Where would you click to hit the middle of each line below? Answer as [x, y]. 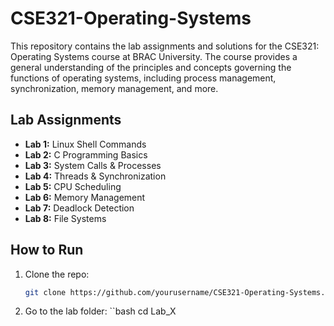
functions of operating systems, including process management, [143, 78]
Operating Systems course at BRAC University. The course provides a [154, 56]
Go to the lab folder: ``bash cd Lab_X [100, 311]
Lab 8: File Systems [65, 218]
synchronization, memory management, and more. [114, 88]
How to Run [47, 250]
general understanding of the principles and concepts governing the [151, 67]
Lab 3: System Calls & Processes [93, 165]
